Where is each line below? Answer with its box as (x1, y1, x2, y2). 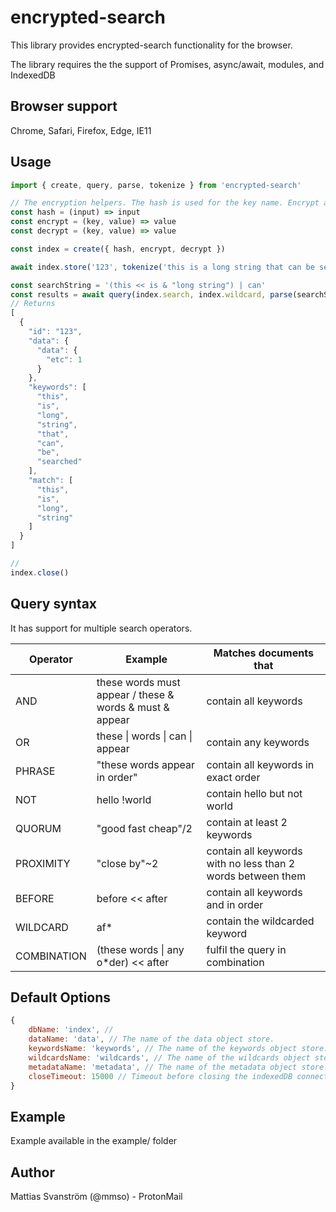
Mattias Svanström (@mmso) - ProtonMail (10, 1191, 183, 1203)
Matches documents (213, 646, 314, 660)
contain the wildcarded (206, 914, 315, 928)
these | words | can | (96, 729, 193, 743)
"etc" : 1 (46, 354, 83, 365)
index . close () (10, 567, 70, 578)
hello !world (96, 792, 152, 806)
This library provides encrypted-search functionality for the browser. (10, 39, 293, 51)
